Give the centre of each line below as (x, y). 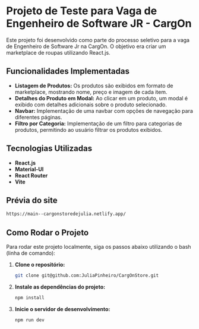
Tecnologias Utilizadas (49, 149)
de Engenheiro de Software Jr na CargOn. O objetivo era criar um (86, 46)
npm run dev (29, 320)
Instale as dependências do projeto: (60, 287)
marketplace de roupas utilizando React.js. (59, 52)
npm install (29, 298)
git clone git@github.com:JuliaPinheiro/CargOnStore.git (87, 276)
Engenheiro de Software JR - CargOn (99, 23)
